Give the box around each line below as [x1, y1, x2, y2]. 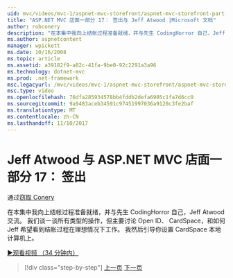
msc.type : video [7, 87, 54, 94]
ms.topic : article [7, 55, 60, 62]
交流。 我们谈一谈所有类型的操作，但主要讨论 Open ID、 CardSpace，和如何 [7, 216, 225, 225]
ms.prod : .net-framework [7, 74, 79, 82]
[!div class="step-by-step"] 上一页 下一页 [24, 263, 143, 272]
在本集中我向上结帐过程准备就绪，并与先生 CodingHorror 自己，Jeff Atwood [7, 208, 225, 216]
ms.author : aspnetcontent [7, 36, 82, 43]
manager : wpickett [7, 42, 60, 49]
